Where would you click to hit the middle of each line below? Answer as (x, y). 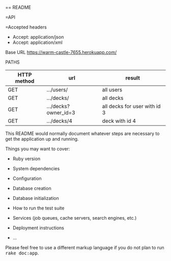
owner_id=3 (61, 113)
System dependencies (36, 168)
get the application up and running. (42, 139)
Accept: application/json (38, 37)
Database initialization (36, 198)
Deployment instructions (38, 228)
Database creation (32, 188)
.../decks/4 (60, 121)
